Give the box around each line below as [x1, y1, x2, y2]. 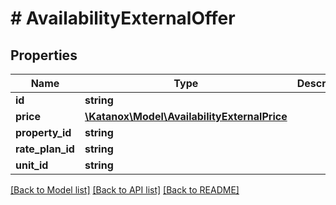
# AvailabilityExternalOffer [10, 7, 236, 30]
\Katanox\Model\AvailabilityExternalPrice [84, 110, 288, 123]
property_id [15, 126, 72, 139]
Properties [10, 47, 78, 64]
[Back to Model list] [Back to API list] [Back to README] [10, 184, 240, 196]
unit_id [15, 158, 49, 172]
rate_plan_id [15, 142, 75, 156]
